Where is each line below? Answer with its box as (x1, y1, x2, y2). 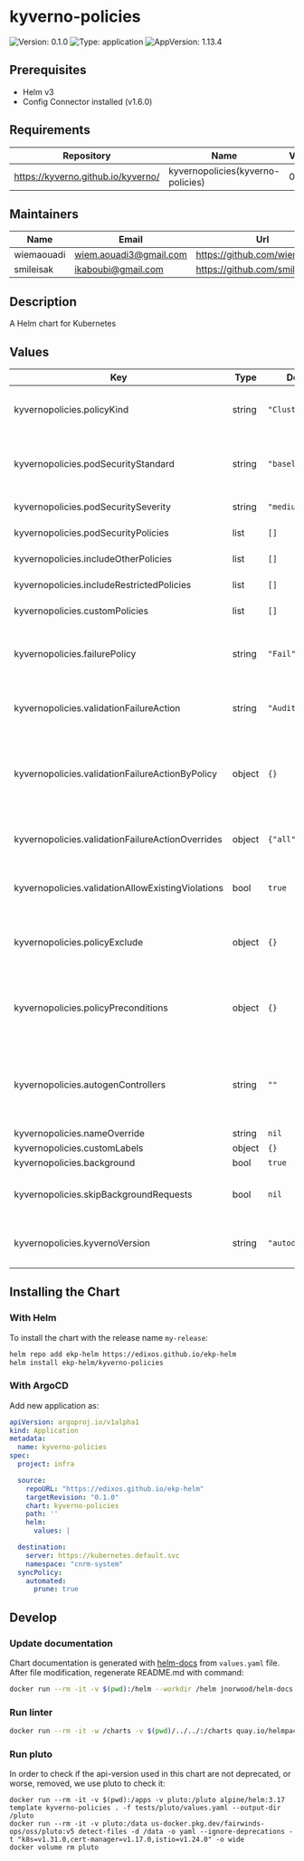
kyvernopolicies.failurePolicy (14, 648, 137, 660)
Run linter (9, 1705, 53, 1718)
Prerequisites (9, 62, 87, 78)
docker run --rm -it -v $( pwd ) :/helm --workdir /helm (9, 1685, 217, 1694)
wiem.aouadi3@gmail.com (74, 249, 187, 261)
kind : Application (9, 1426, 79, 1435)
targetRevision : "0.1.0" (25, 1493, 119, 1502)
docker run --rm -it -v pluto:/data (9, 1819, 147, 1828)
